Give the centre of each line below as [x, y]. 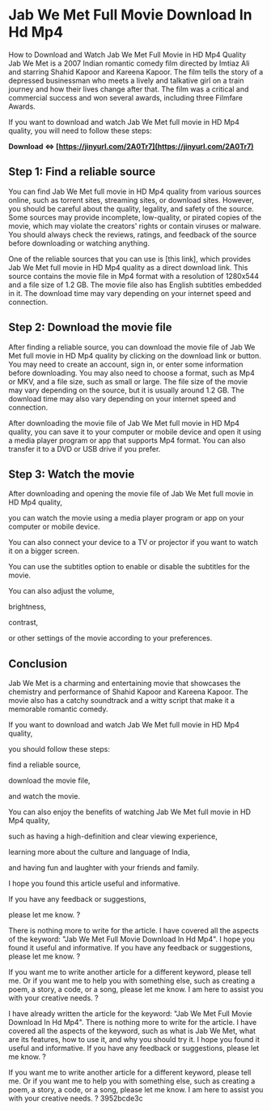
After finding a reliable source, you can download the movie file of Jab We [132, 347]
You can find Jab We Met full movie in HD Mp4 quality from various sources [135, 191]
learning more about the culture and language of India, [99, 852]
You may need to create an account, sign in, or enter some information [126, 364]
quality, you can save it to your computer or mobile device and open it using [135, 431]
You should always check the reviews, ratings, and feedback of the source [133, 234]
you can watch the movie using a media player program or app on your [127, 518]
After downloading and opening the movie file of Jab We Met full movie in [131, 494]
